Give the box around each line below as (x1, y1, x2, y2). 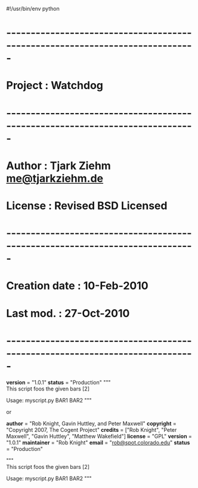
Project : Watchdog (6, 79, 103, 92)
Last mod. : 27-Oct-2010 (6, 306, 130, 320)
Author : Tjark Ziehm (6, 158, 112, 172)
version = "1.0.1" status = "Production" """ (6, 379, 112, 386)
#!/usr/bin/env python (6, 5, 60, 12)
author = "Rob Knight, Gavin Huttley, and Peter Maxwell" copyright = (6, 420, 177, 427)
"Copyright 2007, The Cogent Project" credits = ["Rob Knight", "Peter (6, 426, 177, 434)
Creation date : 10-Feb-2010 (6, 279, 148, 292)
